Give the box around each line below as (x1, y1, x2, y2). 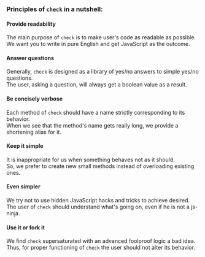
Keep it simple (6, 142, 44, 150)
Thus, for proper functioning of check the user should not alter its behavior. (6, 244, 195, 251)
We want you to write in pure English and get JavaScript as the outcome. (6, 40, 190, 48)
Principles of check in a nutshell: (6, 5, 103, 13)
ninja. (6, 209, 20, 217)
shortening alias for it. (6, 128, 61, 136)
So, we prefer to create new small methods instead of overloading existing (6, 162, 195, 170)
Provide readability (6, 20, 56, 28)
